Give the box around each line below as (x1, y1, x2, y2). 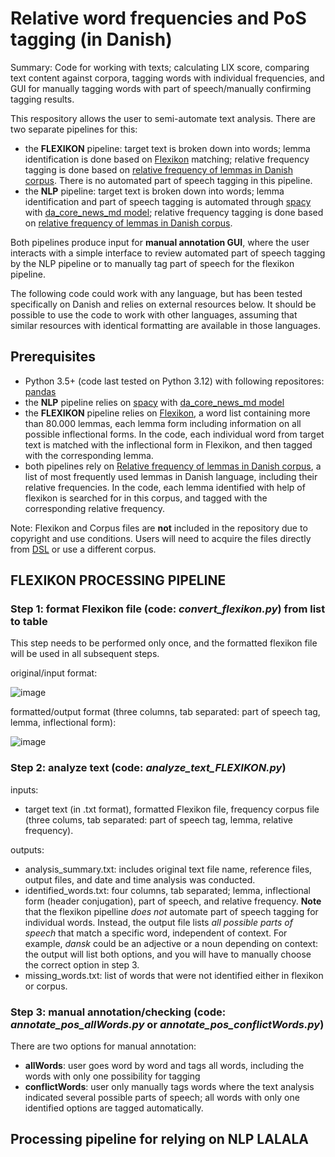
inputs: (10, 783, 39, 796)
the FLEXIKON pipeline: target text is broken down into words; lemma (24, 142, 311, 154)
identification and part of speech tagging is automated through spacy (24, 195, 312, 207)
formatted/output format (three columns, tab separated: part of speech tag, (10, 706, 321, 718)
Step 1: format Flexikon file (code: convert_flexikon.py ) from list (10, 602, 326, 616)
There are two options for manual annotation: (10, 1040, 197, 1052)
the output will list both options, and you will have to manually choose (24, 948, 312, 960)
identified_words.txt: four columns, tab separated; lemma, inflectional (24, 884, 311, 896)
